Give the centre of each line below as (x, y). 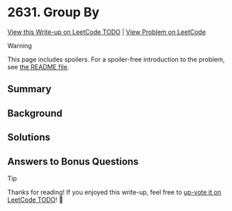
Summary (29, 89)
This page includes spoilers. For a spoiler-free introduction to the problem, (116, 59)
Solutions (29, 138)
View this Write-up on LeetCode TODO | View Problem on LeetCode (107, 32)
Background (35, 113)
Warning (20, 45)
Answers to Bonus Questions (73, 161)
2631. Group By (54, 12)
